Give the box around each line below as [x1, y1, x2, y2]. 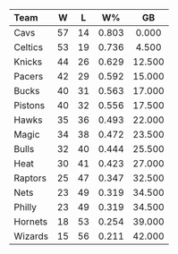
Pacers [13, 71, 44, 82]
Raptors [13, 172, 47, 184]
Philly [13, 201, 38, 213]
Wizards [13, 230, 49, 242]
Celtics [13, 41, 43, 53]
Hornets [13, 216, 48, 227]
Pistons [13, 99, 46, 111]
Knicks [13, 55, 43, 68]
